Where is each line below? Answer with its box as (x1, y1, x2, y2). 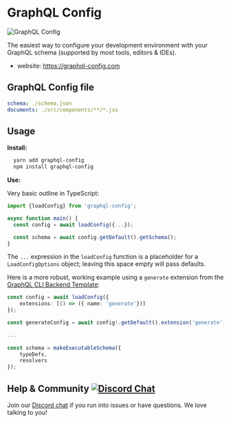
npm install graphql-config (13, 163, 94, 170)
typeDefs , (19, 351, 48, 358)
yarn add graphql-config (13, 157, 85, 164)
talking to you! (7, 409, 47, 416)
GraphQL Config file (7, 81, 95, 94)
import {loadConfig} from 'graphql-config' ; (7, 203, 137, 209)
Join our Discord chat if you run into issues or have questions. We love (7, 401, 208, 409)
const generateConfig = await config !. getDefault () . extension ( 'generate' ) (7, 319, 226, 327)
